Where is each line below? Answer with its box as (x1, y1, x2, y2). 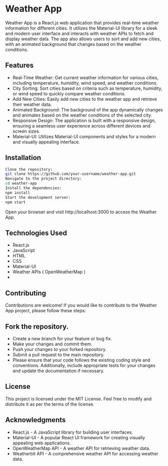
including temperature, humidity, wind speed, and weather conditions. (12, 80, 158, 86)
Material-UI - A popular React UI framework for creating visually (12, 434, 145, 440)
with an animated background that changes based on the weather (5, 41, 142, 47)
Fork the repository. (5, 322, 69, 331)
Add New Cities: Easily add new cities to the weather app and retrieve (12, 96, 157, 102)
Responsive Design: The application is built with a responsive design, (12, 117, 156, 124)
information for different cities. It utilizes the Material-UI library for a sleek (5, 25, 157, 31)
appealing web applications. (12, 440, 71, 446)
